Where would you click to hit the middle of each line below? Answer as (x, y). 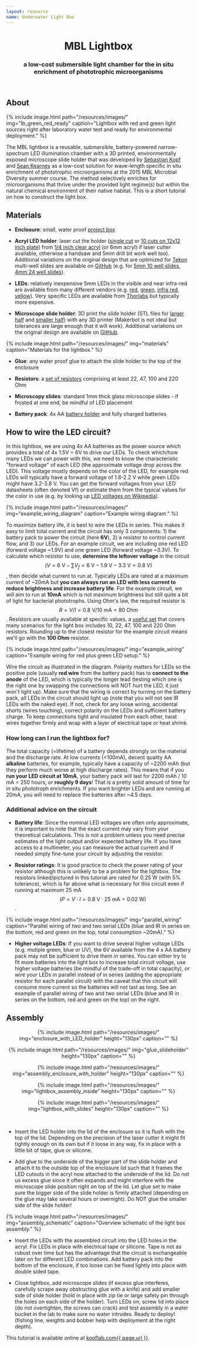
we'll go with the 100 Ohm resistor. (48, 638)
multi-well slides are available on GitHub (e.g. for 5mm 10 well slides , (97, 266)
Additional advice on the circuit (52, 810)
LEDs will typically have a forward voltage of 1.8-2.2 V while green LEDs (93, 477)
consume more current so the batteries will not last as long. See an (95, 987)
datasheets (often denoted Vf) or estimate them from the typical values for (96, 490)
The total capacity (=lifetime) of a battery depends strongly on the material (96, 751)
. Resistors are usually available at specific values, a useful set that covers (96, 619)
